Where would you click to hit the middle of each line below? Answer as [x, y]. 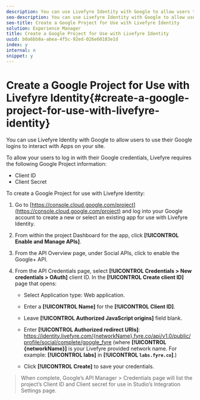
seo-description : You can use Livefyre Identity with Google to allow [96, 17]
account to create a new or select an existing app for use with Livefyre [101, 217]
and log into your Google [152, 211]
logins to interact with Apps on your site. [56, 146]
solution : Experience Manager [44, 28]
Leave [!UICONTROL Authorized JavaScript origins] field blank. [103, 318]
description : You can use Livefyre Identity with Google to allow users [98, 12]
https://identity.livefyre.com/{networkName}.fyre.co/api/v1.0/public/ [107, 336]
